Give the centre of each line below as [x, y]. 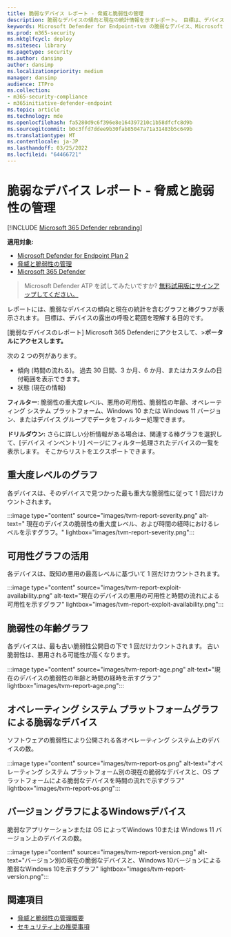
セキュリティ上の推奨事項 [53, 926]
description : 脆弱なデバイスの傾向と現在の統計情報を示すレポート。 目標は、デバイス [116, 20]
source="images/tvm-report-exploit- [129, 587]
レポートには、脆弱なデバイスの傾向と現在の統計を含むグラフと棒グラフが [113, 309]
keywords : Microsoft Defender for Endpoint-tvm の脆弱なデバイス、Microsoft [115, 26]
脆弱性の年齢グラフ [48, 628]
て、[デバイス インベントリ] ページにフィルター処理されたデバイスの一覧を [113, 443]
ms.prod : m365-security [41, 33]
